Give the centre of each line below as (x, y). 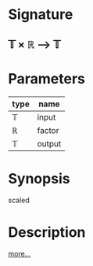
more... (20, 254)
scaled (19, 200)
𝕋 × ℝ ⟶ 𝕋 (34, 44)
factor (48, 130)
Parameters (47, 78)
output (49, 143)
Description (47, 232)
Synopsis (39, 178)
